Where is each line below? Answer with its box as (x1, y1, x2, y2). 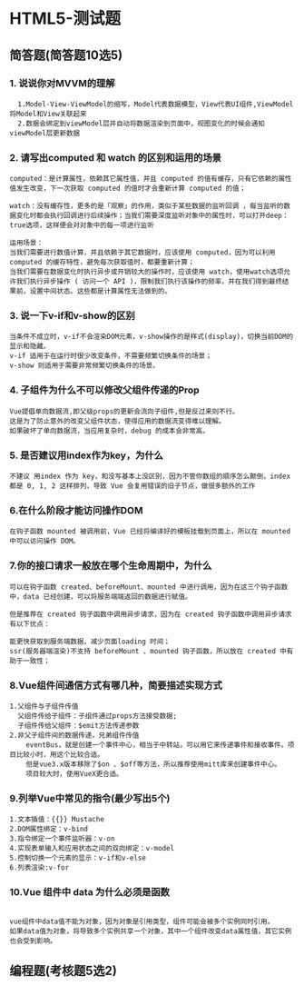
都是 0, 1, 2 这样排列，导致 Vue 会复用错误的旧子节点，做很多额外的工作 (9, 482, 256, 491)
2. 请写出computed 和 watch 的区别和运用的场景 (9, 151, 222, 164)
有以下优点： (9, 619, 51, 628)
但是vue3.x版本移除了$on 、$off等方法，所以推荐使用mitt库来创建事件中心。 (25, 760, 281, 769)
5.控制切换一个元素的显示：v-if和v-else (9, 853, 147, 863)
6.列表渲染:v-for (9, 863, 70, 872)
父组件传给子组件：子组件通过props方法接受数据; (17, 711, 178, 721)
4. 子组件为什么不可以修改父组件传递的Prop (9, 383, 200, 396)
